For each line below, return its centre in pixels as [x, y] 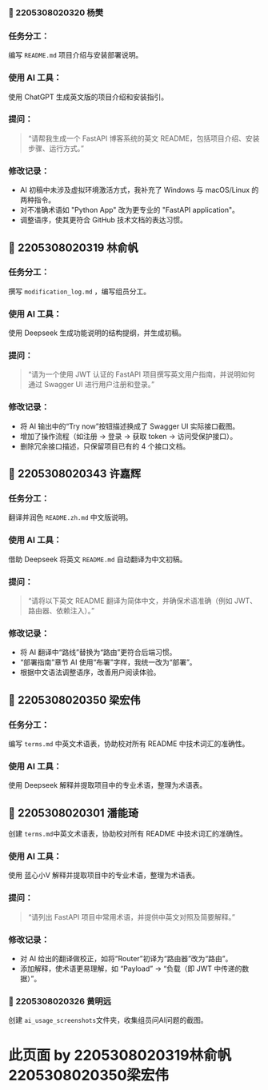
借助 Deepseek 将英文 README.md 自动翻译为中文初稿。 [98, 559]
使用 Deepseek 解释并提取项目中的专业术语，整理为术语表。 [108, 785]
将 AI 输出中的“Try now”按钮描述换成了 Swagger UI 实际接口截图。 [130, 426]
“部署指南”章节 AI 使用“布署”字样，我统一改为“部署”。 [108, 662]
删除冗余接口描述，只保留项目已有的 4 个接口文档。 [105, 446]
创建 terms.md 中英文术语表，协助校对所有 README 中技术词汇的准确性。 [128, 834]
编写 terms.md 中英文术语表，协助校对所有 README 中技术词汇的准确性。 [129, 743]
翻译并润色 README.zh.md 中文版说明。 [70, 517]
